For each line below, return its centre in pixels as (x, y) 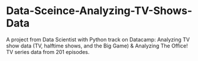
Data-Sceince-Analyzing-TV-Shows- (99, 11)
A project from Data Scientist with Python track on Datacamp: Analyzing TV (98, 39)
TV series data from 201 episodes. (48, 52)
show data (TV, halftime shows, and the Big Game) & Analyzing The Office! (97, 46)
